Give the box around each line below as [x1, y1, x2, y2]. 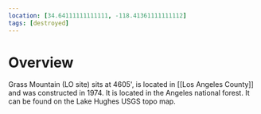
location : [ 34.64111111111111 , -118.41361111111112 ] [8, 11, 187, 20]
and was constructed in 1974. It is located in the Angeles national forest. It [8, 88, 250, 98]
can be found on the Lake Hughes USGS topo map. [8, 96, 177, 106]
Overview [8, 53, 74, 72]
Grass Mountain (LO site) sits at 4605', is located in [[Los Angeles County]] [8, 80, 255, 89]
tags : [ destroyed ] [8, 19, 69, 27]
